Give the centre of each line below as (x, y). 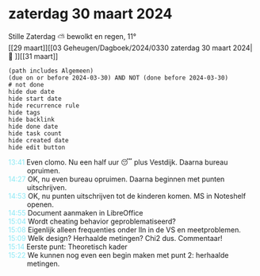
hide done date (33, 126)
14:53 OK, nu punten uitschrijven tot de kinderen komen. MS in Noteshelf (127, 196)
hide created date (38, 140)
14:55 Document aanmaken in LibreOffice (76, 212)
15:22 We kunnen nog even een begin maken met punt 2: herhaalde (119, 255)
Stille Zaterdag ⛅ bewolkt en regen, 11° (73, 36)
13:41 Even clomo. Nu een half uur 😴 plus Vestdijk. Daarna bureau (118, 162)
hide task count (35, 133)
